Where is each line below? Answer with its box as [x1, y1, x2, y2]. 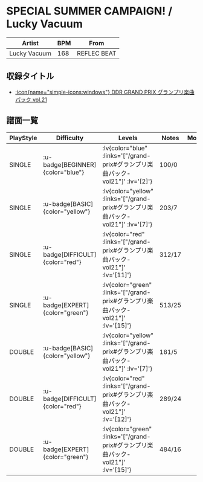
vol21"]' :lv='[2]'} [102, 177, 153, 185]
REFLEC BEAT [76, 49, 117, 57]
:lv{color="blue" [102, 144, 148, 152]
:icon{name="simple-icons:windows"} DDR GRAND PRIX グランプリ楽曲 [14, 88, 195, 95]
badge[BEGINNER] [43, 160, 97, 169]
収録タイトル [6, 71, 54, 82]
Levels [118, 133, 138, 142]
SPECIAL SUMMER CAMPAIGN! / [6, 4, 173, 18]
